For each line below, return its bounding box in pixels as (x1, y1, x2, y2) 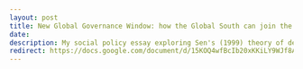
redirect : (9, 47, 47, 56)
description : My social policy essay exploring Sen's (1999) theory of (9, 38, 284, 47)
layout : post (9, 13, 59, 22)
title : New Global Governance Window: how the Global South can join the (9, 22, 293, 30)
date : (9, 30, 30, 39)
